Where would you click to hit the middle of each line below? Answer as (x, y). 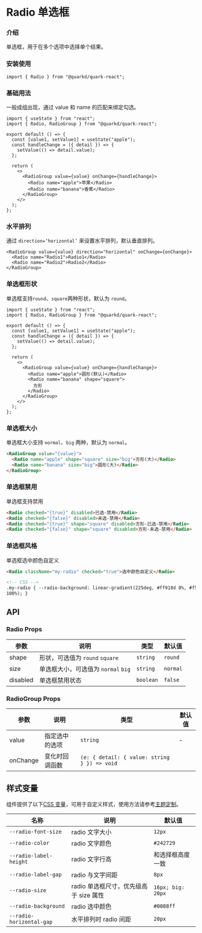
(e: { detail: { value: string (125, 757)
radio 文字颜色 (91, 843)
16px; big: (169, 887)
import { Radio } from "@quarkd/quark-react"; (66, 77)
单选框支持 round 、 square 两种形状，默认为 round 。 (68, 298)
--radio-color (29, 843)
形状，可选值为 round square (79, 658)
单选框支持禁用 (25, 501)
